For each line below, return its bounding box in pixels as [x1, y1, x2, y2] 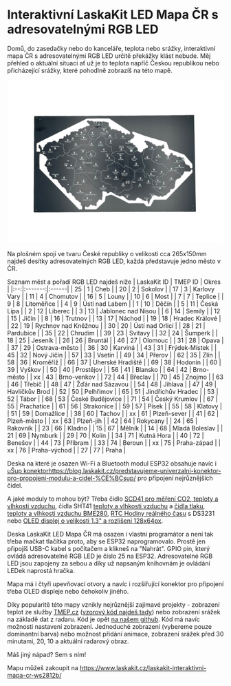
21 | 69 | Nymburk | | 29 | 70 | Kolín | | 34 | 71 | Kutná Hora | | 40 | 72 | [7, 431, 204, 439]
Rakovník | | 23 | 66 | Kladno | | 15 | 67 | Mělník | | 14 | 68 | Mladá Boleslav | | [7, 424, 223, 432]
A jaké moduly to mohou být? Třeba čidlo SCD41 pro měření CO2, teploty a [7, 495, 219, 503]
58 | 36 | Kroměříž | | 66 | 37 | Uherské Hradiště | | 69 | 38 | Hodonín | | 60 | [7, 358, 221, 366]
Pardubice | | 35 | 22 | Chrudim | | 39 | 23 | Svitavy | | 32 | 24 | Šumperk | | [7, 329, 218, 337]
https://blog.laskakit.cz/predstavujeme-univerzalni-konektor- [48, 466, 221, 475]
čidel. [7, 481, 23, 489]
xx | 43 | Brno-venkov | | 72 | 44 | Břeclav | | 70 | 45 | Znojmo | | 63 [33, 373, 224, 381]
